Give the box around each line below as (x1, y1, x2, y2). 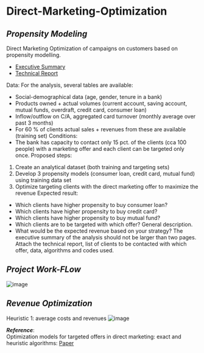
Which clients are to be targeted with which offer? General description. (15, 221, 193, 228)
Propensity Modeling (6, 29, 88, 39)
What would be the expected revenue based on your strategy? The (15, 227, 183, 235)
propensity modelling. (6, 51, 61, 59)
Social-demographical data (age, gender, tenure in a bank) (15, 93, 163, 100)
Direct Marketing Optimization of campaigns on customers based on (6, 45, 178, 52)
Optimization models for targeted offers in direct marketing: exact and (6, 333, 181, 340)
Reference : (6, 326, 35, 333)
